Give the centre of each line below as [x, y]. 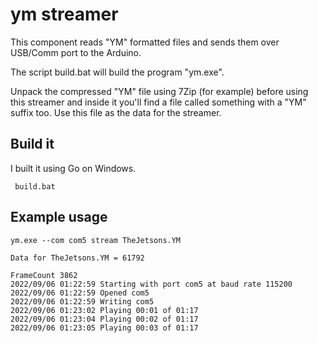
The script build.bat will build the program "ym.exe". [117, 72]
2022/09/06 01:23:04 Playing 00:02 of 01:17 [104, 319]
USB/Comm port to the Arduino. [76, 52]
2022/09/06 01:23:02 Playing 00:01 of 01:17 [104, 310]
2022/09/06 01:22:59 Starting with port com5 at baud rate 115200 [151, 284]
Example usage [59, 217]
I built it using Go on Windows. [73, 168]
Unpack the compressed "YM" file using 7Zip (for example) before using [159, 91]
